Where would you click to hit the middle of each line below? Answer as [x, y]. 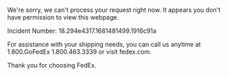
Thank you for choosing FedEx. [52, 65]
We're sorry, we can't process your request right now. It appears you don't [114, 10]
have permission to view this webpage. [63, 17]
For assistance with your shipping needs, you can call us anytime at [104, 44]
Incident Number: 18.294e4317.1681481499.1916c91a [82, 31]
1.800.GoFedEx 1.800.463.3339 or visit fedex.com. [79, 52]
